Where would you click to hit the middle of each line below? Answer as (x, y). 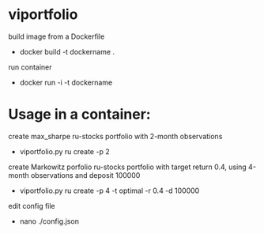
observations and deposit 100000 (85, 175)
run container (30, 67)
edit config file (32, 206)
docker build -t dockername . (67, 51)
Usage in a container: (80, 114)
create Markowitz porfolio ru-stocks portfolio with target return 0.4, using (127, 167)
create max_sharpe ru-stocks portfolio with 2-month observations (115, 136)
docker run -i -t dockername (66, 82)
